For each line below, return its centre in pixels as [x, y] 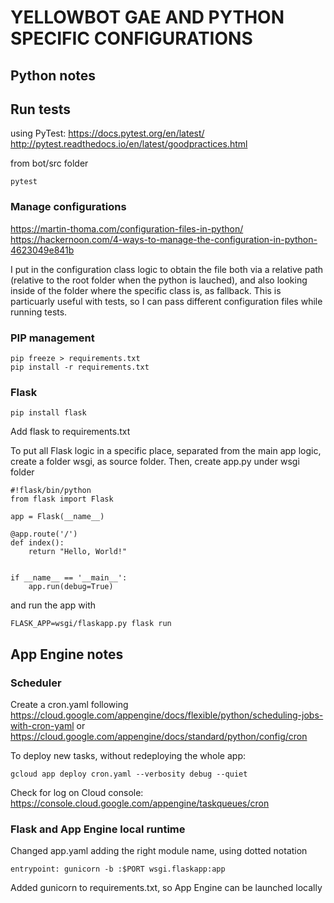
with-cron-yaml [42, 725]
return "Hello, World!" [78, 552]
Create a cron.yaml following [69, 704]
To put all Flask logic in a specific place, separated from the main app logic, [166, 451]
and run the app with [53, 605]
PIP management [52, 338]
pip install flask [48, 413]
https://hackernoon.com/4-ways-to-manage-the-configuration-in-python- [164, 239]
